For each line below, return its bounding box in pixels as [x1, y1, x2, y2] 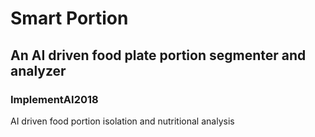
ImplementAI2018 [10, 92, 99, 106]
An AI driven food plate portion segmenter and [10, 47, 307, 64]
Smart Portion [10, 7, 129, 30]
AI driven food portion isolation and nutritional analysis [10, 115, 235, 127]
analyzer [10, 62, 67, 79]
